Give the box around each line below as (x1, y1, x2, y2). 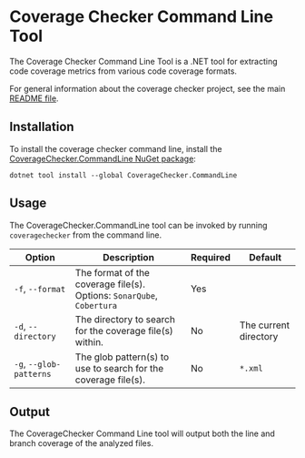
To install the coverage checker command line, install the (9, 143, 222, 154)
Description (103, 250, 154, 263)
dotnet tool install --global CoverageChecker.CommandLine (9, 170, 238, 179)
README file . (9, 93, 59, 104)
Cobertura (74, 300, 118, 310)
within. (74, 335, 104, 348)
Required (190, 250, 231, 263)
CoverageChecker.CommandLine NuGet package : (9, 153, 197, 164)
